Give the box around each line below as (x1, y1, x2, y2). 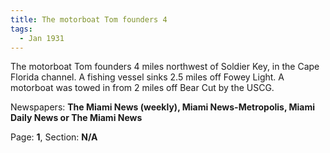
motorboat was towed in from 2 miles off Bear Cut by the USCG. (10, 82, 275, 94)
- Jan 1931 (19, 33, 65, 43)
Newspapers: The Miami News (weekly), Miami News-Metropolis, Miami (10, 101, 316, 113)
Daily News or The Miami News (10, 112, 143, 124)
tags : (10, 24, 33, 34)
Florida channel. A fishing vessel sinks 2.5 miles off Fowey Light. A (10, 71, 285, 83)
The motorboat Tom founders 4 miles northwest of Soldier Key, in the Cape (10, 61, 320, 73)
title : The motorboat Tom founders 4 (10, 14, 168, 25)
